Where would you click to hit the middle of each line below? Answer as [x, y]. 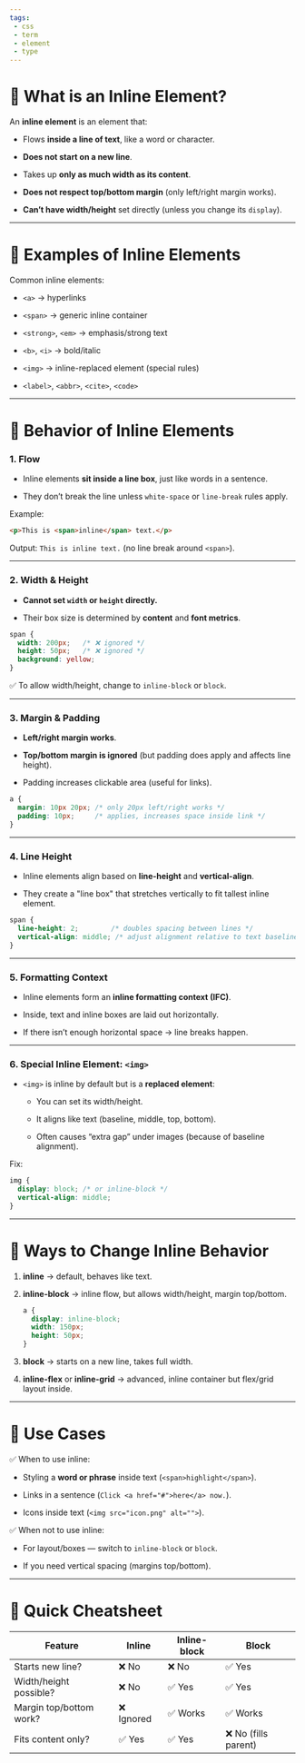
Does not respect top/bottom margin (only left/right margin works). [149, 193]
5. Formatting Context [59, 977]
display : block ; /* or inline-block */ [93, 1189]
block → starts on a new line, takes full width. [108, 1362]
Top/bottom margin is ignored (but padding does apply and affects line [157, 756]
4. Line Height [41, 857]
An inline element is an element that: [79, 122]
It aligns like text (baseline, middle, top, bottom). [126, 1119]
